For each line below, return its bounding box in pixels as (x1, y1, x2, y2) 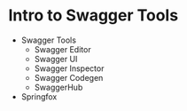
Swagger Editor (34, 44, 91, 54)
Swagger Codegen (34, 72, 104, 83)
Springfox (20, 91, 58, 102)
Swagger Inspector (34, 63, 105, 74)
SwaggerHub (34, 82, 83, 92)
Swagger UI (34, 53, 78, 64)
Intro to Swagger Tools (8, 5, 179, 26)
